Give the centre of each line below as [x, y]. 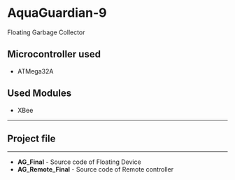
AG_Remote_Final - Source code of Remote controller [95, 169]
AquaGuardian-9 [57, 13]
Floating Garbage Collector [46, 32]
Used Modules [40, 94]
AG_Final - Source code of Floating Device [79, 162]
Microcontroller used [54, 54]
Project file [31, 138]
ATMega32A [35, 71]
